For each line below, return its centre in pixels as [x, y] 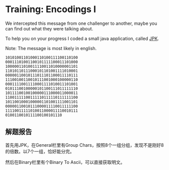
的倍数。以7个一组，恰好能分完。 [40, 151]
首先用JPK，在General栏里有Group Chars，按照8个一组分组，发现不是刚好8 [85, 145]
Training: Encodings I [51, 9]
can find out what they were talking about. [49, 28]
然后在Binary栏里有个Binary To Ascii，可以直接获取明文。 [65, 162]
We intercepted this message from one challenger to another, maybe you [81, 23]
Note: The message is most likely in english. [51, 48]
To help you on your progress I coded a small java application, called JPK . [82, 38]
